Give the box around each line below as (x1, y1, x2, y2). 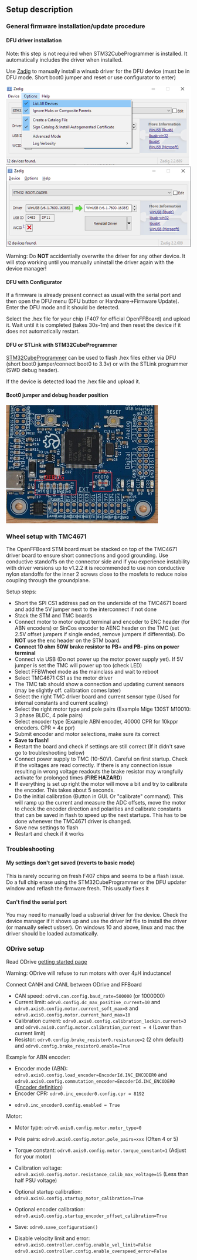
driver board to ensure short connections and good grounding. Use (6, 552, 168, 559)
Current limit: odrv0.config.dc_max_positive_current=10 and (14, 998, 161, 1005)
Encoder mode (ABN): (14, 1065, 68, 1072)
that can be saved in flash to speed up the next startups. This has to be (14, 811, 186, 818)
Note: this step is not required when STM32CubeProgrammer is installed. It (6, 50, 188, 57)
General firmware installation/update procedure (6, 22, 145, 31)
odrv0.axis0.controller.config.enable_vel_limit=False (14, 1242, 152, 1248)
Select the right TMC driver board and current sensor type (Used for (14, 693, 180, 700)
